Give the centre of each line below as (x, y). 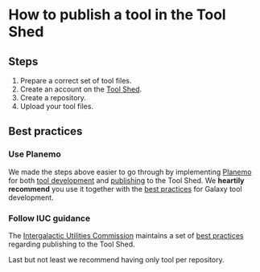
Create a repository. (53, 97)
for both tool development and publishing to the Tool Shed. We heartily (126, 180)
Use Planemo (35, 154)
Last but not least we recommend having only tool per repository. (117, 259)
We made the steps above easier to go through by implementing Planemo (130, 172)
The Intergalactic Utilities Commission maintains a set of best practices (126, 235)
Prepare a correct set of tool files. (76, 81)
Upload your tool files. (57, 106)
